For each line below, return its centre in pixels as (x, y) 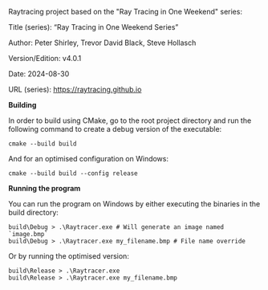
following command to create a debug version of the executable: (115, 129)
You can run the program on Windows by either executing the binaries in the (134, 204)
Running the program (45, 188)
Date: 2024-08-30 (39, 74)
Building (22, 105)
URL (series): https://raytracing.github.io (75, 89)
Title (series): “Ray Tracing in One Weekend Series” (93, 27)
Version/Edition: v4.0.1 (45, 58)
